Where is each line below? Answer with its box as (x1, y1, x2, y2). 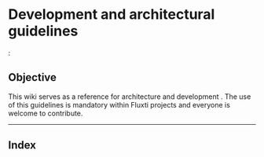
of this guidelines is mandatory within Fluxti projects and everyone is (8, 100, 230, 109)
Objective (8, 71, 57, 84)
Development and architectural (8, 5, 215, 24)
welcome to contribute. (8, 108, 83, 118)
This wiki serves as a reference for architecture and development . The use (8, 92, 251, 101)
